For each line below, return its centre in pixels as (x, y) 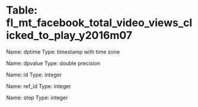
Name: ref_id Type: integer (39, 86)
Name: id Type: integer (34, 74)
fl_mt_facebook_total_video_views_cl (99, 23)
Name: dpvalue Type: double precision (53, 63)
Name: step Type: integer (37, 98)
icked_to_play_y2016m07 (69, 35)
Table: (22, 10)
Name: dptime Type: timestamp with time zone (63, 51)
